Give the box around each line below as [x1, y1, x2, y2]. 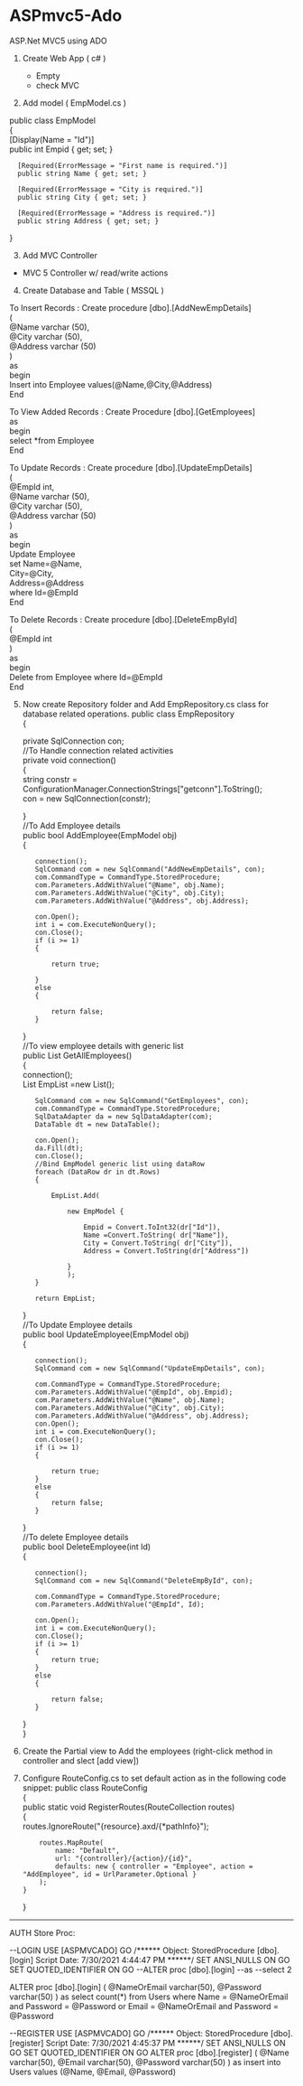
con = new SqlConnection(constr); [22, 792, 151, 804]
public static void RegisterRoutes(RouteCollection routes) [22, 1801, 235, 1812]
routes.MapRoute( [39, 1838, 104, 1847]
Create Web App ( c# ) [22, 52, 106, 63]
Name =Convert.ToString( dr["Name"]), [83, 1230, 229, 1239]
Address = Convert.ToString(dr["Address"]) [83, 1246, 250, 1256]
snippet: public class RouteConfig [22, 1782, 148, 1793]
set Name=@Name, [9, 557, 83, 569]
